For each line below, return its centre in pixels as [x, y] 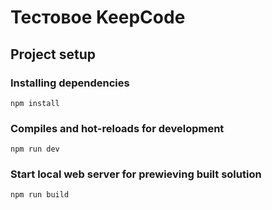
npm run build [40, 195]
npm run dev [35, 149]
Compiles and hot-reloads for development [117, 128]
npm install [35, 103]
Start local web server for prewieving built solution [136, 174]
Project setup [53, 54]
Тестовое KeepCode [98, 17]
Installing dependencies [70, 83]
